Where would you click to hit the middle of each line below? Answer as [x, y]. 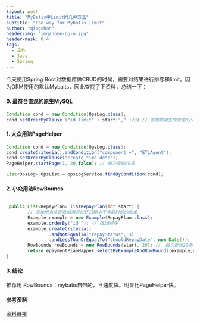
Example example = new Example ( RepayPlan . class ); [90, 218]
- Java [20, 56]
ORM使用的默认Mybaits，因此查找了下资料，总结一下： [79, 86]
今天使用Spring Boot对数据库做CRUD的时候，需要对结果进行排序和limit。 [96, 79]
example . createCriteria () [60, 229]
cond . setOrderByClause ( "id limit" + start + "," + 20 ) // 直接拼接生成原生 [96, 120]
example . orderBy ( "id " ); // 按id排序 [73, 223]
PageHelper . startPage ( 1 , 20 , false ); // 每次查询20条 [71, 164]
